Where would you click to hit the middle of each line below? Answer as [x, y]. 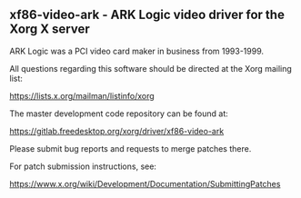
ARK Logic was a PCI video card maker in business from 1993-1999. [137, 51]
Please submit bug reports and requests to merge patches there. [130, 148]
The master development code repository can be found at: [119, 114]
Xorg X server [50, 30]
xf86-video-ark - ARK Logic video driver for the [147, 15]
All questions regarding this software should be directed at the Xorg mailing [151, 68]
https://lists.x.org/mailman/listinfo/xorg [82, 95]
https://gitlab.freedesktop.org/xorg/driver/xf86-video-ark [117, 131]
